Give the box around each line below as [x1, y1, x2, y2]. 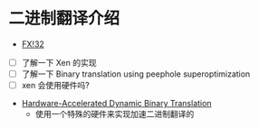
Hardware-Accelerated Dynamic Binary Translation [21, 98, 212, 109]
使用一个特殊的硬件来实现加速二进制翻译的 [34, 109, 195, 120]
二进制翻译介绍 [8, 8, 120, 29]
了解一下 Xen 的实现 [21, 57, 97, 68]
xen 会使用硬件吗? [21, 80, 90, 91]
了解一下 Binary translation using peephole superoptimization [21, 69, 251, 79]
